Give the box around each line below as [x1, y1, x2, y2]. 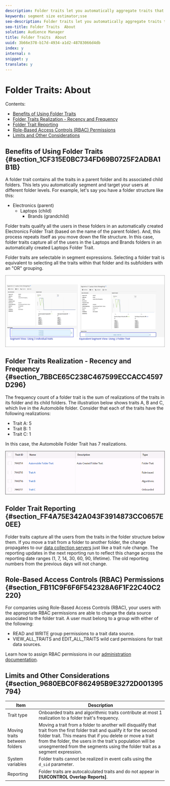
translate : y [5, 61, 33, 67]
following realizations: [5, 410, 51, 416]
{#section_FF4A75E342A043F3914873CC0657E [5, 512, 163, 521]
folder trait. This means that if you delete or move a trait [38, 733, 154, 739]
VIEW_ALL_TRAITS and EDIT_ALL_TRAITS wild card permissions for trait [12, 636, 163, 642]
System [7, 756, 24, 762]
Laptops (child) [20, 208, 52, 214]
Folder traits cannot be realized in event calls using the [38, 756, 152, 762]
